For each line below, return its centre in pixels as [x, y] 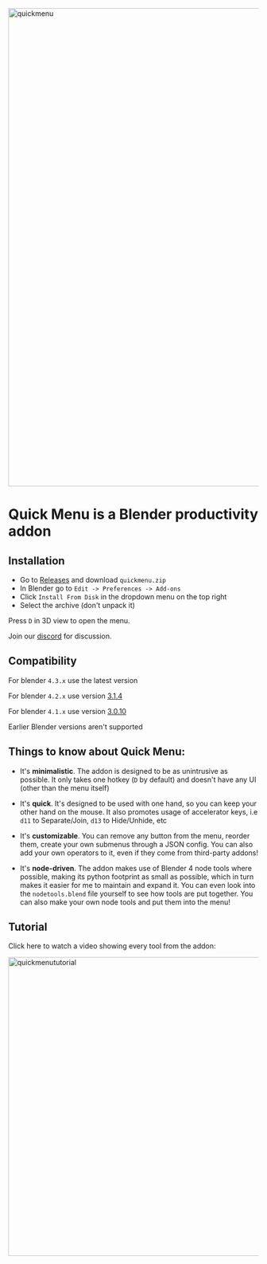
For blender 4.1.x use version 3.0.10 [68, 711]
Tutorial [28, 927]
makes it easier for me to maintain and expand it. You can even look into [137, 885]
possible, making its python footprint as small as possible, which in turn [137, 877]
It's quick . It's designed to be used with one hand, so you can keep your [138, 803]
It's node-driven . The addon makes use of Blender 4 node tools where [136, 868]
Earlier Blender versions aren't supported [75, 726]
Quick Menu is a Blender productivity [133, 514]
